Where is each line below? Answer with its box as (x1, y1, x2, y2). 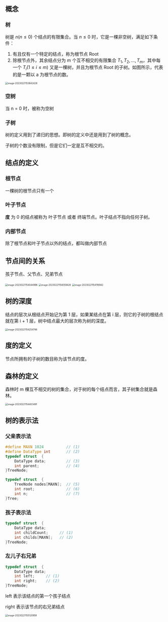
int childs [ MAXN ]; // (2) (14, 535, 73, 540)
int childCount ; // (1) (14, 530, 73, 535)
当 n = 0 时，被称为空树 (5, 105, 54, 111)
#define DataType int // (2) (5, 449, 80, 454)
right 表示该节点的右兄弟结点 (5, 604, 65, 610)
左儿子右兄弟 (5, 553, 37, 560)
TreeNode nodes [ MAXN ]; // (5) (14, 482, 80, 487)
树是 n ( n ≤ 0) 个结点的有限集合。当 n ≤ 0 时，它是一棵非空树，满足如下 (5, 33, 154, 40)
